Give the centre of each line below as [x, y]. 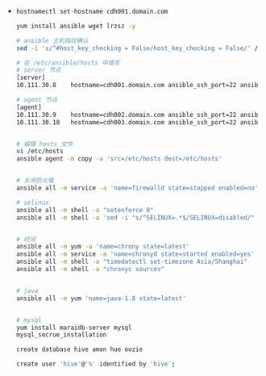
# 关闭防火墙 [35, 181]
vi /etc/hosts [39, 152]
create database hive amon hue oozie [79, 349]
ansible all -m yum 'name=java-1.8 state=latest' [101, 298]
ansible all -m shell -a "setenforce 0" [85, 210]
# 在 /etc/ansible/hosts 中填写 [68, 63]
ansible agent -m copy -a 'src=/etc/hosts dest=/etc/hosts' [119, 159]
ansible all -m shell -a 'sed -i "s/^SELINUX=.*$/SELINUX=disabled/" [135, 217]
